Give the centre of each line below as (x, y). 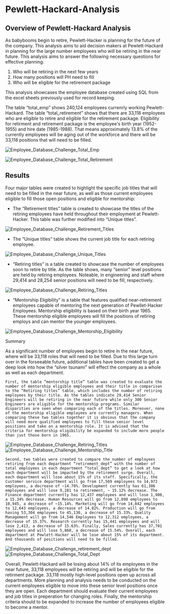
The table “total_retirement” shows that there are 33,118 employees (95, 113)
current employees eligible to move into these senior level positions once (82, 586)
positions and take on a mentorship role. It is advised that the (77, 426)
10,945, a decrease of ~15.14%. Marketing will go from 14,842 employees (85, 504)
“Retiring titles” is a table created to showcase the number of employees (88, 264)
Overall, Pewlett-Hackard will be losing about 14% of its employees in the (82, 564)
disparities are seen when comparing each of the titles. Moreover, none (85, 408)
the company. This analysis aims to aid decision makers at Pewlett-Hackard (84, 46)
